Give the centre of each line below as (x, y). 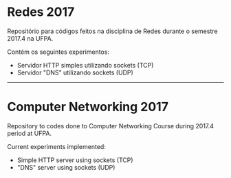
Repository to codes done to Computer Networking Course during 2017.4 (111, 126)
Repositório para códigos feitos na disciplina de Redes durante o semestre (112, 31)
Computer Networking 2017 (88, 107)
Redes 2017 (41, 12)
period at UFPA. (30, 133)
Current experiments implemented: (57, 146)
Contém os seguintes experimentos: (58, 52)
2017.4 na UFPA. (30, 38)
